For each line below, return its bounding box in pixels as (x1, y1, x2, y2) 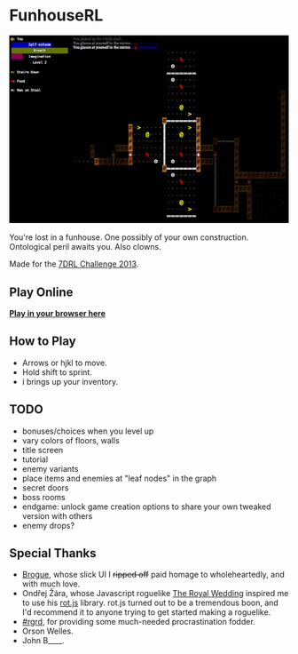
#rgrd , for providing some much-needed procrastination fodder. (21, 617, 255, 627)
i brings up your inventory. (21, 376, 119, 387)
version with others (21, 510, 93, 521)
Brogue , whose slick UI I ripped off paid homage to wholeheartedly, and (21, 570, 286, 580)
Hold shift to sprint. (21, 366, 93, 378)
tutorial (21, 454, 49, 465)
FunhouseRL (9, 5, 104, 26)
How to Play (9, 334, 77, 349)
